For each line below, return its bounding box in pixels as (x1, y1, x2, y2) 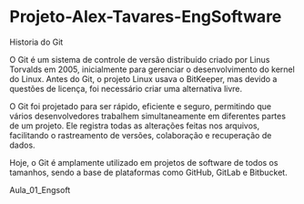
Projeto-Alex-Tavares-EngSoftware (9, 6, 282, 27)
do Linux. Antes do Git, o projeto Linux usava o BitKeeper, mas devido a (9, 73, 278, 84)
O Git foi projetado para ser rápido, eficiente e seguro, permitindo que (9, 100, 271, 111)
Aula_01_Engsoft (9, 184, 71, 195)
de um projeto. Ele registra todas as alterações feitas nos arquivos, (9, 120, 260, 131)
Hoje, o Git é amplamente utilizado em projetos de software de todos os (9, 157, 279, 168)
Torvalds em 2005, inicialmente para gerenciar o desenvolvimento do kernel (9, 64, 296, 75)
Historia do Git (9, 36, 64, 47)
